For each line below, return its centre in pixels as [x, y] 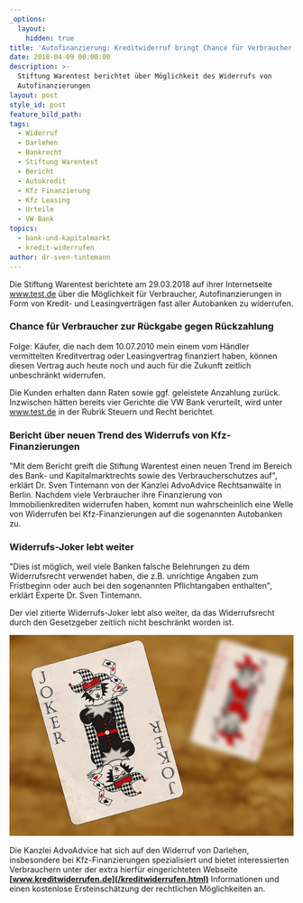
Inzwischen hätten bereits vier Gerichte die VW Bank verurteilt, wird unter [146, 402]
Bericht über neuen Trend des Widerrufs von [109, 435]
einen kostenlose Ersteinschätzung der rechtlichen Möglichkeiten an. [138, 889]
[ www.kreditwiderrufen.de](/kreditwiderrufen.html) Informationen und [144, 880]
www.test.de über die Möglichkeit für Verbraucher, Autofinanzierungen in [146, 293]
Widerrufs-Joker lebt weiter [72, 547]
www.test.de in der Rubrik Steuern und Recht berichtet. [112, 412]
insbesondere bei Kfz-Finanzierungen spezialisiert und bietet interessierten [149, 860]
